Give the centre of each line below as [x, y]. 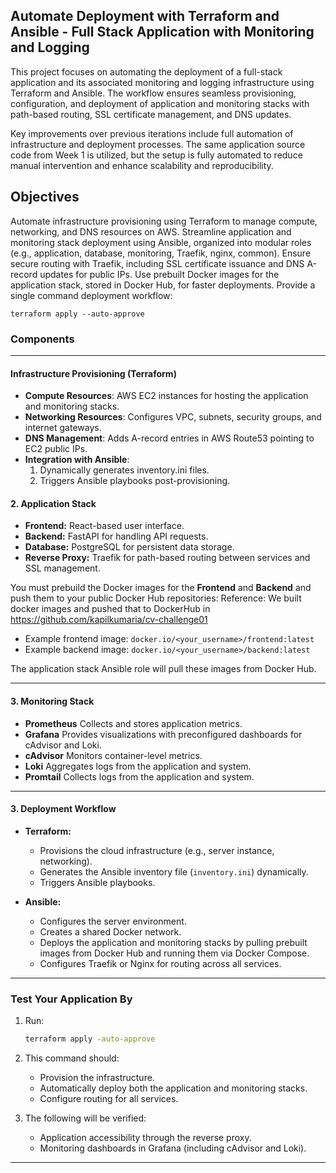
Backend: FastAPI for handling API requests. [116, 536]
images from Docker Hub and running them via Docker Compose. [174, 953]
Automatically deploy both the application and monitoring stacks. [173, 1088]
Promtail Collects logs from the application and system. [139, 776]
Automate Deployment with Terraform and [145, 16]
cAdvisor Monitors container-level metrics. [113, 755]
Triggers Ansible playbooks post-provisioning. [135, 481]
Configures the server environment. [113, 921]
